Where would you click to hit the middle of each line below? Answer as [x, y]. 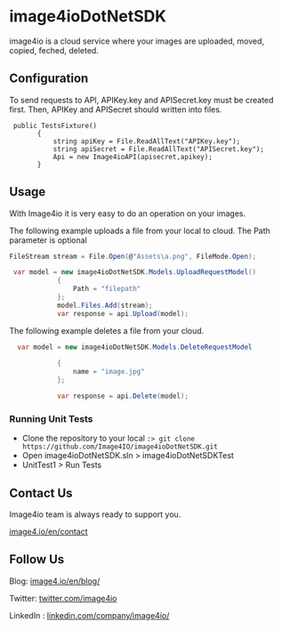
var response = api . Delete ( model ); [123, 396]
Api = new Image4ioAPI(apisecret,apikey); [133, 157]
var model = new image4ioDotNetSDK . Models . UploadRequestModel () [134, 272]
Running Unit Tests [51, 418]
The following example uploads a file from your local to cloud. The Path [140, 230]
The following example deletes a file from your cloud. [107, 330]
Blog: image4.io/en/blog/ [55, 581]
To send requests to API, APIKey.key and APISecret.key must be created [141, 100]
